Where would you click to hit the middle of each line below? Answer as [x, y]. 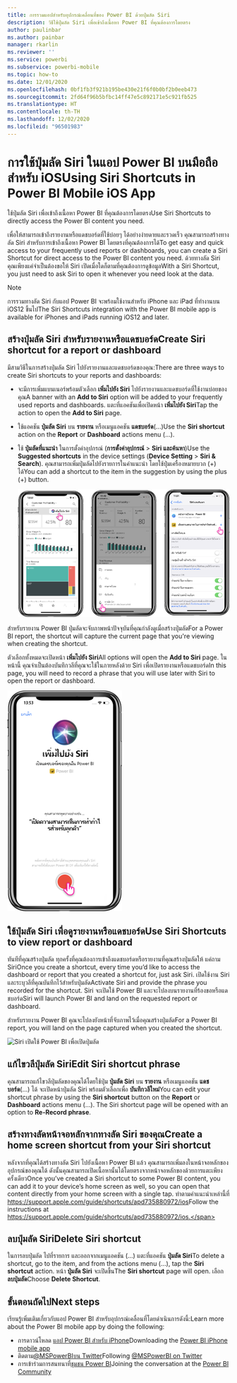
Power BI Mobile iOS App [81, 193]
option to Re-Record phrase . [49, 1112]
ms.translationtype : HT [42, 104]
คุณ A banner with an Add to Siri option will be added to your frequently [120, 397]
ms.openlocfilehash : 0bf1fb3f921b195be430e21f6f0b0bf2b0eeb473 [102, 89]
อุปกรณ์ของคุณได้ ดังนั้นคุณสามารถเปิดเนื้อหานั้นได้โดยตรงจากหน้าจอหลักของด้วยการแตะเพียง [115, 1170]
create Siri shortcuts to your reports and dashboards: [85, 375]
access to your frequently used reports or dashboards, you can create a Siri [117, 250]
